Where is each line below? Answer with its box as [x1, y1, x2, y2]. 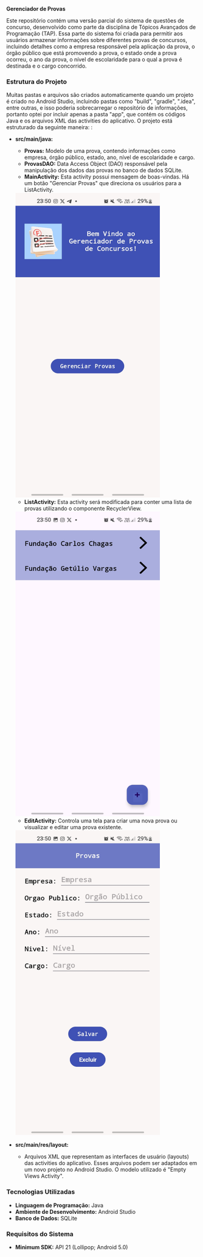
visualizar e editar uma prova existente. [24, 824, 123, 831]
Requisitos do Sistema [6, 1230, 74, 1238]
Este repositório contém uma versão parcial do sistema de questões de [6, 17, 184, 24]
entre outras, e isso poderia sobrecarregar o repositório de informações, [6, 104, 188, 112]
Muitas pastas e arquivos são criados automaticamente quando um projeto [6, 91, 194, 99]
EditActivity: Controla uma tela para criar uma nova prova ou [24, 817, 177, 824]
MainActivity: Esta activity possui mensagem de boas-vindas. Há [24, 173, 190, 180]
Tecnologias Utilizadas [6, 1188, 75, 1196]
